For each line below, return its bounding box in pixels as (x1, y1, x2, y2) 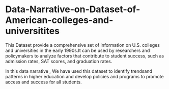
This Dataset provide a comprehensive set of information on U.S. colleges (5, 42, 160, 48)
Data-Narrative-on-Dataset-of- (5, 4, 140, 15)
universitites (5, 25, 60, 37)
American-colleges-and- (5, 14, 114, 26)
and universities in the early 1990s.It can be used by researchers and (5, 47, 150, 53)
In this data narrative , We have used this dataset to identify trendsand (5, 68, 153, 74)
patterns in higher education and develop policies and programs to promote (5, 73, 164, 79)
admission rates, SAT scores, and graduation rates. (5, 58, 112, 64)
